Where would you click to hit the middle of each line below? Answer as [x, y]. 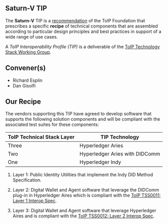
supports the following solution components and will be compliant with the [83, 119]
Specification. [27, 180]
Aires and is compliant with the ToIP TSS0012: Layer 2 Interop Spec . [83, 216]
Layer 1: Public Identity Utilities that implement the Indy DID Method [83, 175]
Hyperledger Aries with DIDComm [120, 154]
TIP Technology [120, 137]
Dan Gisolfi [24, 85]
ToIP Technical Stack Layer [41, 137]
